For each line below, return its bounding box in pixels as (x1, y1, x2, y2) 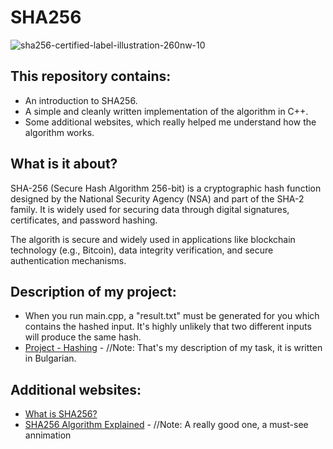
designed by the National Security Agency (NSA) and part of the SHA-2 (10, 192, 305, 205)
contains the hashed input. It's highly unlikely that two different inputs (24, 321, 312, 333)
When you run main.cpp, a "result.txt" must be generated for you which (24, 310, 320, 322)
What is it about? (10, 156, 118, 173)
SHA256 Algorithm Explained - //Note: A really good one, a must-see (24, 419, 309, 431)
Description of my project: (10, 283, 177, 300)
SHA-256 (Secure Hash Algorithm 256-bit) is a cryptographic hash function (10, 182, 322, 194)
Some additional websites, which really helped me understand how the (24, 116, 317, 128)
